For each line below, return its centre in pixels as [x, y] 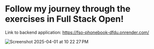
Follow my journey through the [68, 9]
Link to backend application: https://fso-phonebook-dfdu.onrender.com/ [77, 32]
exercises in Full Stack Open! [64, 19]
